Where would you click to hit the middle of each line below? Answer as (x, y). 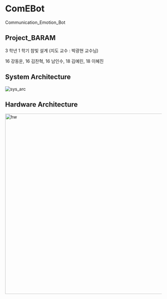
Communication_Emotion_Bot (35, 22)
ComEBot (25, 9)
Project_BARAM (31, 38)
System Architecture (38, 77)
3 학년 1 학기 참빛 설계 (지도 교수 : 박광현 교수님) (52, 51)
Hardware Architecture (42, 104)
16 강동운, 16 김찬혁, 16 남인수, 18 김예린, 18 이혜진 (54, 61)
